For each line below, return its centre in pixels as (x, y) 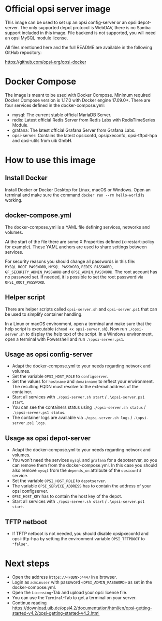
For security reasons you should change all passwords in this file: (70, 261)
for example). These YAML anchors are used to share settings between (76, 247)
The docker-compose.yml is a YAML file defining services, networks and (77, 227)
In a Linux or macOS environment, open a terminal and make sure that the (78, 324)
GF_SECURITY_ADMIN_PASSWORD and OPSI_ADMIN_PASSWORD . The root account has (81, 272)
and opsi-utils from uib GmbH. (42, 140)
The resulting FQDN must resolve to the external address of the (75, 387)
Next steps (27, 563)
